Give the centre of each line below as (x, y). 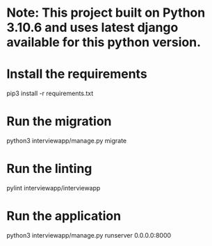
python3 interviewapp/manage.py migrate (67, 141)
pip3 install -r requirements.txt (50, 93)
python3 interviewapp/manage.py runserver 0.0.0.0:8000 (89, 235)
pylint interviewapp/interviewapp (54, 188)
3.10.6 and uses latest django (92, 27)
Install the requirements (77, 74)
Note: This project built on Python (106, 13)
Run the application (64, 216)
